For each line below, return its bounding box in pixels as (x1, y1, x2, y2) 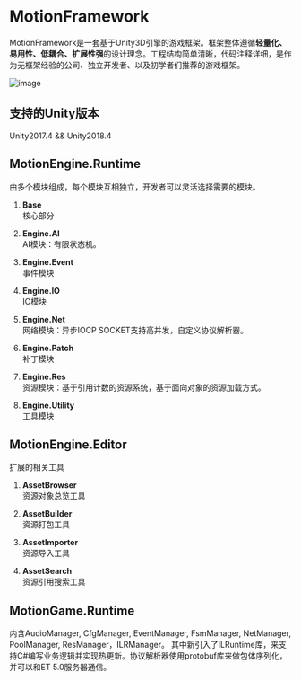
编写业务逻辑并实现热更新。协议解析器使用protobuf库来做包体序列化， (28, 650, 288, 661)
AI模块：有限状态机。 (21, 238, 101, 249)
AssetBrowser (21, 480, 78, 491)
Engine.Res (21, 371, 66, 382)
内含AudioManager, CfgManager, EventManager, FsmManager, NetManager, (9, 628, 291, 639)
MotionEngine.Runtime (9, 156, 142, 172)
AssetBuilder (21, 509, 73, 519)
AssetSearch (21, 566, 73, 577)
